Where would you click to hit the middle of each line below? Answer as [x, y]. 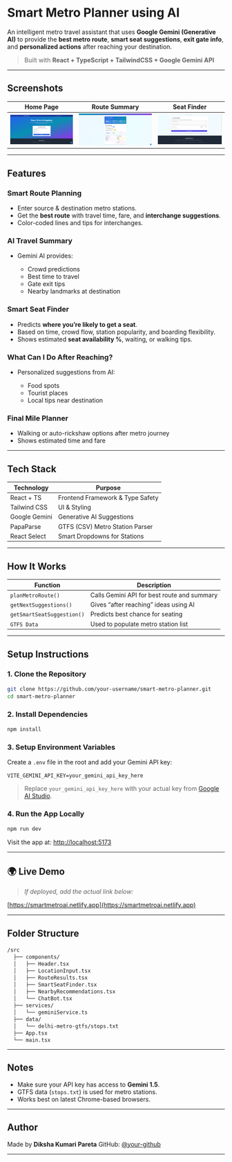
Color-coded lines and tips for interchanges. [80, 223]
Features [27, 173]
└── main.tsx [32, 1040]
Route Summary [115, 107]
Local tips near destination [65, 400]
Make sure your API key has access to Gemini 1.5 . [88, 1084]
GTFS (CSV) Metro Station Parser [106, 526]
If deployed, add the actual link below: [78, 892]
